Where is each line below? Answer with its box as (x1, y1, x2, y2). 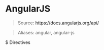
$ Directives (5, 39, 30, 45)
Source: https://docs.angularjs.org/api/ (17, 20, 99, 26)
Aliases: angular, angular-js (17, 29, 75, 35)
